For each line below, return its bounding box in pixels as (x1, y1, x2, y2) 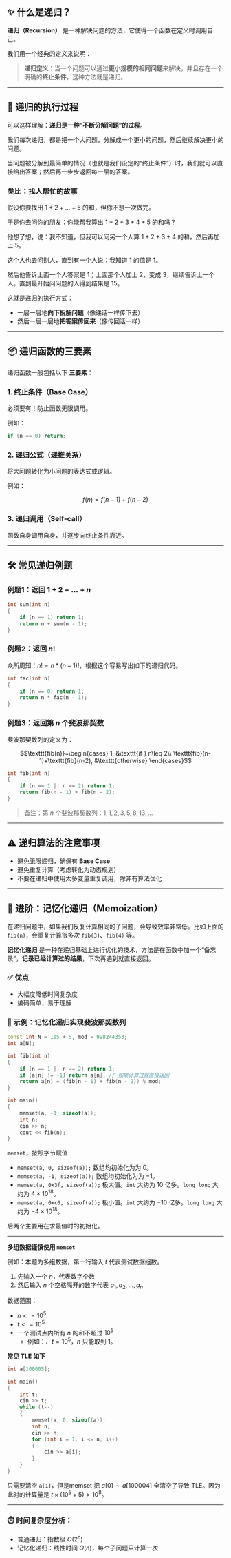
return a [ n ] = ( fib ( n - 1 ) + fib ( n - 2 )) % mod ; (19, 1078, 162, 1085)
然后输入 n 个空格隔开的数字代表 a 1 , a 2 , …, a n (16, 1281, 143, 1291)
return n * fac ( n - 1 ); (19, 694, 88, 701)
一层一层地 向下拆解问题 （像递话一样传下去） (16, 308, 144, 316)
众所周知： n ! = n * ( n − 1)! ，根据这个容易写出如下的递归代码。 (7, 661, 182, 669)
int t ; (19, 1391, 38, 1398)
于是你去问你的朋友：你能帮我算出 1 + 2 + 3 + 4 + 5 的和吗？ (7, 218, 177, 226)
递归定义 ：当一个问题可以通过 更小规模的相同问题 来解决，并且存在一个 (23, 64, 223, 72)
